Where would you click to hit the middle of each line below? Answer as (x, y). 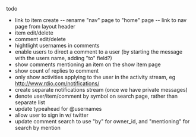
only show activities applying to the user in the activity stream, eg (95, 77)
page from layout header (45, 27)
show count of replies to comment (57, 71)
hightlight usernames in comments (57, 45)
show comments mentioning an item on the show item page (88, 64)
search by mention (38, 128)
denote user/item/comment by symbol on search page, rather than (96, 96)
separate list (30, 102)
